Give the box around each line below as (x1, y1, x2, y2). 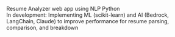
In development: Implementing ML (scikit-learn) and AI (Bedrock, (6, 11, 170, 18)
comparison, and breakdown (6, 24, 79, 31)
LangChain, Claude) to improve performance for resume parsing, (6, 18, 170, 24)
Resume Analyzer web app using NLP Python (6, 5, 120, 12)
